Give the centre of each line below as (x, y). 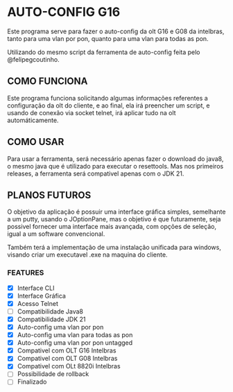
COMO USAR (36, 142)
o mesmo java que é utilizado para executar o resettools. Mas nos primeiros (115, 166)
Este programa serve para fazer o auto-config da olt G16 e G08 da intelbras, (116, 31)
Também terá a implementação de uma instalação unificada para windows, (114, 248)
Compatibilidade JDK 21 (51, 319)
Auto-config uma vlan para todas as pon (75, 335)
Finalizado (32, 382)
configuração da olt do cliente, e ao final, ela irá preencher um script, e (109, 105)
